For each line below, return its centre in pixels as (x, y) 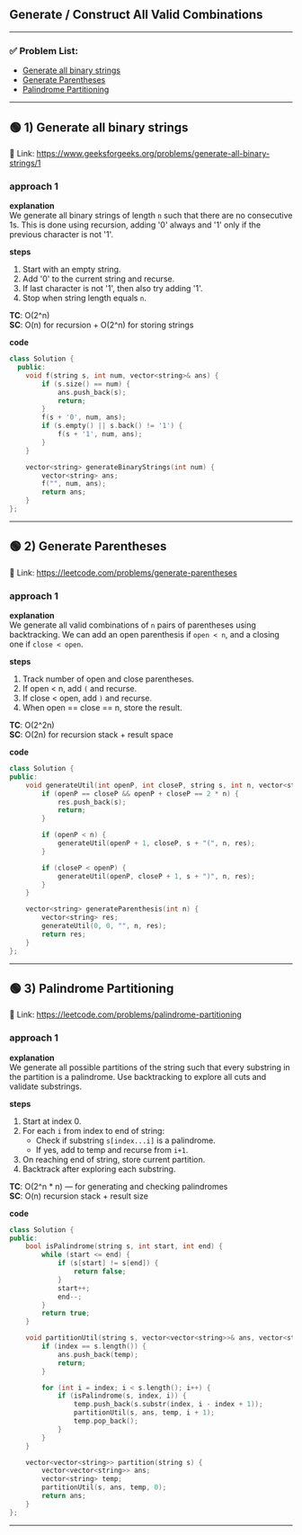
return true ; (66, 1313)
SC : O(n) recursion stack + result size (79, 1196)
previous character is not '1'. (62, 235)
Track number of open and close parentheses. (108, 679)
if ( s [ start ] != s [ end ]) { (108, 1263)
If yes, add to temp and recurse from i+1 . (112, 1149)
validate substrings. (46, 1086)
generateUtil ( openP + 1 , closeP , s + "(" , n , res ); (156, 843)
